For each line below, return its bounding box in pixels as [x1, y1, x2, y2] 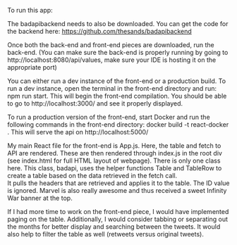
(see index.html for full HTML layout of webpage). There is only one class [7, 156, 221, 165]
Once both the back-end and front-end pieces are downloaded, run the [7, 41, 214, 49]
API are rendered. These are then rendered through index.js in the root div [7, 149, 222, 157]
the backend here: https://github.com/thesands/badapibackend [7, 27, 192, 35]
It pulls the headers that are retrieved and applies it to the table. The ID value [7, 179, 231, 187]
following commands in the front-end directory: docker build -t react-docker [7, 120, 229, 129]
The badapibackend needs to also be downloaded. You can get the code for [7, 20, 229, 27]
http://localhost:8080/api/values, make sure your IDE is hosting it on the [7, 56, 217, 64]
